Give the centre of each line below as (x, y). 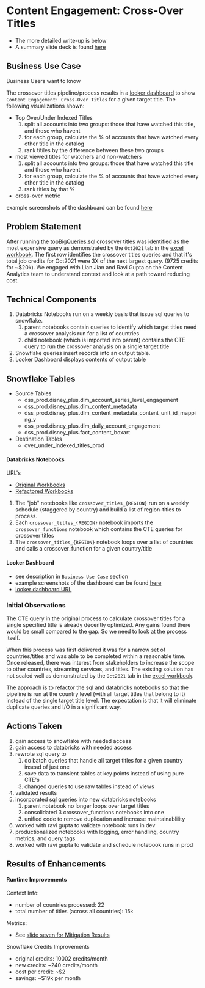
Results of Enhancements (56, 864)
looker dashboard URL (43, 589)
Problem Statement (44, 227)
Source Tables (33, 393)
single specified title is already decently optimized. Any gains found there (99, 624)
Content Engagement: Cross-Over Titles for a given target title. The (91, 99)
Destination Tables (38, 439)
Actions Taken (34, 726)
